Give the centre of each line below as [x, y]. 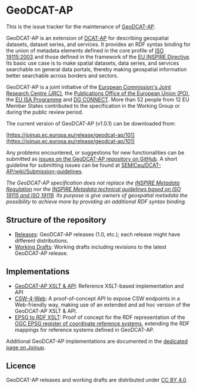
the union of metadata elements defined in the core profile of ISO [85, 50]
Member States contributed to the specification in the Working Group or [93, 106]
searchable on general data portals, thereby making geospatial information [96, 69]
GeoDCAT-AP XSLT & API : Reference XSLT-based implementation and [99, 286]
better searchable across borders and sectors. [62, 75]
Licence [21, 366]
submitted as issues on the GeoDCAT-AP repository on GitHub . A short [92, 159]
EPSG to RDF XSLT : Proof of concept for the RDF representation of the [100, 317]
